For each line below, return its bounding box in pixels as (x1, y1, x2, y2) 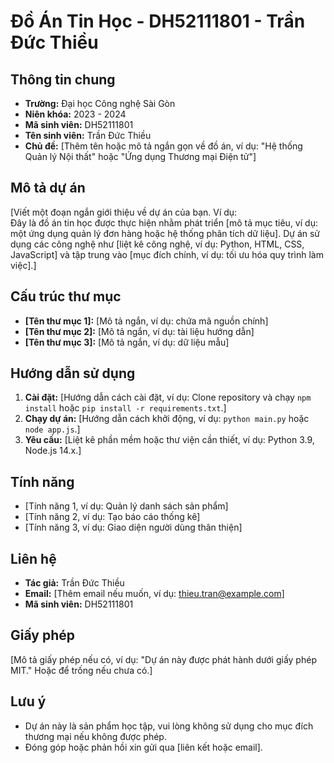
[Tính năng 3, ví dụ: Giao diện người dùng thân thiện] (24, 521, 243, 534)
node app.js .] (24, 423, 81, 435)
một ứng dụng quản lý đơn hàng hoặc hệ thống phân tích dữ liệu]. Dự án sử (10, 227, 321, 239)
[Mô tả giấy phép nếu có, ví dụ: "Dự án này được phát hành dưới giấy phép (10, 653, 317, 665)
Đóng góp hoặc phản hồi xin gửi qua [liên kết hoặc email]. (24, 741, 263, 753)
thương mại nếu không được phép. (24, 730, 167, 742)
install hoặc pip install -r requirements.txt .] (24, 402, 227, 414)
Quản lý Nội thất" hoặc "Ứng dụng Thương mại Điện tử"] (24, 151, 257, 162)
